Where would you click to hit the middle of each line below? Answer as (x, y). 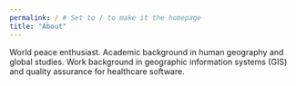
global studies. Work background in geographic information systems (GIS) (148, 62)
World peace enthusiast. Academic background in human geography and (147, 52)
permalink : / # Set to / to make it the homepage (106, 18)
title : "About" (38, 26)
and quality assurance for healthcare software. (97, 71)
